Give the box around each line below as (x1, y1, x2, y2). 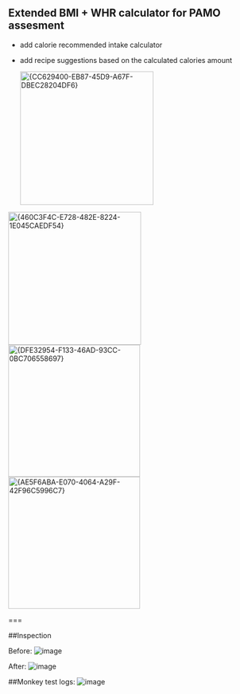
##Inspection (8, 630, 52, 640)
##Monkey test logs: (8, 676, 75, 686)
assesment (8, 19, 65, 33)
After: (8, 661, 27, 671)
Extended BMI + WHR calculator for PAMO (8, 6, 221, 20)
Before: (8, 645, 33, 656)
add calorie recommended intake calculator (19, 40, 163, 49)
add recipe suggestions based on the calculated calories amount (19, 55, 233, 65)
